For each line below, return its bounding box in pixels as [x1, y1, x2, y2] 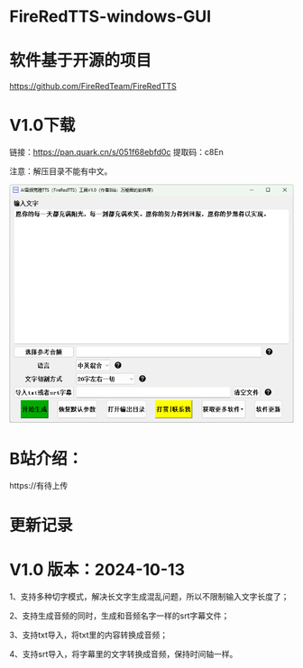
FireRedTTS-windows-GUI [9, 6, 212, 27]
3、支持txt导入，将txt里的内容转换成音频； [9, 629, 169, 640]
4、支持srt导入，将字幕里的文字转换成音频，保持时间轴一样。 [9, 648, 238, 659]
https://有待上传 [9, 480, 69, 490]
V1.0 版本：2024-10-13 [9, 559, 185, 580]
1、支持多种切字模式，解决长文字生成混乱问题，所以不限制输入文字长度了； [9, 590, 289, 601]
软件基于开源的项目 [9, 50, 152, 71]
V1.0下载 [9, 115, 76, 136]
